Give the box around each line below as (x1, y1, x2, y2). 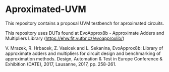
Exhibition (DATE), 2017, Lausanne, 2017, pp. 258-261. (5, 61, 117, 67)
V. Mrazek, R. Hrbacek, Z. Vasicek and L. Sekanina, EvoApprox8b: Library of (5, 45, 163, 51)
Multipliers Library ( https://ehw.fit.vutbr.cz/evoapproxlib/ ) (5, 35, 125, 41)
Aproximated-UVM (5, 4, 87, 15)
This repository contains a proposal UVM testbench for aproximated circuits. (5, 20, 164, 26)
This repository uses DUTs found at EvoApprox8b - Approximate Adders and (5, 30, 164, 36)
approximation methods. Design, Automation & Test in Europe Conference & (5, 55, 163, 61)
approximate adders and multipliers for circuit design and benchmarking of (5, 50, 161, 56)
